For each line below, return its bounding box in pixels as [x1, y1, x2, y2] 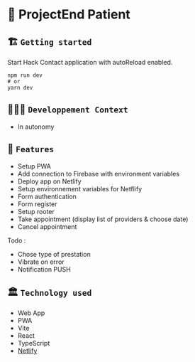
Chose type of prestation [17, 250, 91, 258]
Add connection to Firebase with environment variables [17, 169, 179, 178]
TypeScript [17, 339, 50, 348]
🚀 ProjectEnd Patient [7, 6, 131, 23]
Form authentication [17, 192, 77, 201]
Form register [17, 199, 58, 208]
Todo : [7, 236, 26, 245]
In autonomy [17, 122, 55, 131]
